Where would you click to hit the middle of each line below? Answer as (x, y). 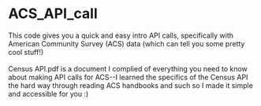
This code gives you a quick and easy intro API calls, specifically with (121, 35)
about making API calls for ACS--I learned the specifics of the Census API (128, 77)
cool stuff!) (26, 52)
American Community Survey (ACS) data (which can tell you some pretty (127, 43)
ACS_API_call (53, 14)
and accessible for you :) (48, 93)
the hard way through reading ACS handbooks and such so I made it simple (131, 85)
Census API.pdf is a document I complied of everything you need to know (128, 68)
